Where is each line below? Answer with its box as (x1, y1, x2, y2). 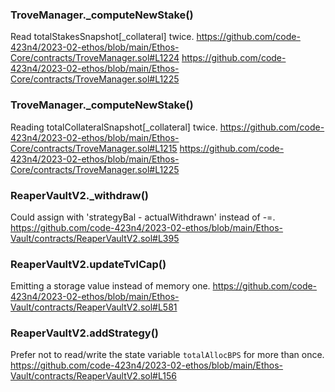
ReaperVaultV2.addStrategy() (10, 326, 160, 340)
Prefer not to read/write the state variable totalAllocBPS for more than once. (10, 349, 325, 361)
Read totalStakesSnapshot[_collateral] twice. (10, 31, 195, 43)
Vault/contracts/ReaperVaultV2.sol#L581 (10, 301, 178, 313)
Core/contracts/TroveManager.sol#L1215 (10, 142, 178, 154)
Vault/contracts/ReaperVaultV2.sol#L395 (10, 232, 180, 244)
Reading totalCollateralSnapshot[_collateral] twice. (10, 121, 218, 133)
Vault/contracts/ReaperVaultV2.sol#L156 (10, 370, 177, 382)
